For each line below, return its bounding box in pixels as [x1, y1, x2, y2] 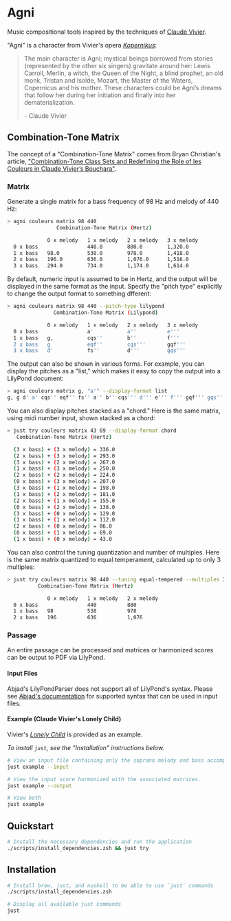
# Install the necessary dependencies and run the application [7, 838, 192, 845]
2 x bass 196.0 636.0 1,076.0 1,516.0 [13, 256, 189, 263]
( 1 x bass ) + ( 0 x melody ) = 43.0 [13, 536, 112, 543]
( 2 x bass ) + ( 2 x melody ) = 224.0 [13, 472, 115, 479]
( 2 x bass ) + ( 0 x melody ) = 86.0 [13, 523, 112, 530]
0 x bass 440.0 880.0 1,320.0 [13, 243, 189, 250]
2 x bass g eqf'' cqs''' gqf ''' [13, 341, 186, 348]
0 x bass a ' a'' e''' [13, 328, 180, 335]
